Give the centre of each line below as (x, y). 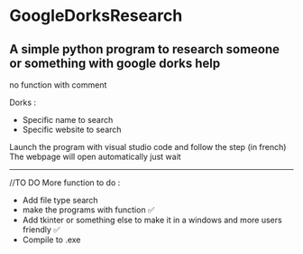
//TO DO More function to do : (65, 183)
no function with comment (58, 85)
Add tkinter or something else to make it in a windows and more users (152, 220)
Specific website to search (72, 129)
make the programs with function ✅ (88, 210)
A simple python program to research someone (145, 49)
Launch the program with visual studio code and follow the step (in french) (148, 147)
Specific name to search (68, 120)
